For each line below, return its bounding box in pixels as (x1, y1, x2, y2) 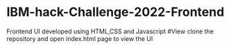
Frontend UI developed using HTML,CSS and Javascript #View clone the (6, 27, 214, 35)
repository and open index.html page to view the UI (6, 34, 153, 42)
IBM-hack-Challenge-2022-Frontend (6, 4, 225, 20)
